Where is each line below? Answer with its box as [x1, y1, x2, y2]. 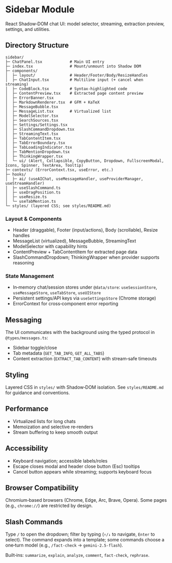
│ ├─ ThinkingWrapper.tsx [5, 153, 63, 159]
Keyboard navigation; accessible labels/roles [12, 458, 108, 464]
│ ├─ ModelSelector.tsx [5, 113, 59, 118]
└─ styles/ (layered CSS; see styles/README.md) [5, 203, 111, 208]
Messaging [5, 315, 42, 324]
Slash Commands [5, 517, 63, 526]
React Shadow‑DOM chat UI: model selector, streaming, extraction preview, [5, 21, 165, 27]
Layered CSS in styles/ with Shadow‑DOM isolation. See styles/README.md [5, 384, 164, 390]
